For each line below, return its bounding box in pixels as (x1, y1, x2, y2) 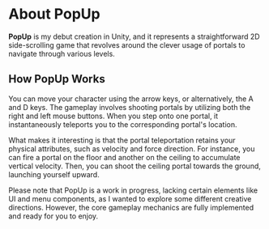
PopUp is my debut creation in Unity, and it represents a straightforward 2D (8, 32, 261, 41)
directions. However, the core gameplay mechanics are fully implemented (8, 202, 254, 212)
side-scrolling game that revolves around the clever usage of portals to (8, 40, 246, 49)
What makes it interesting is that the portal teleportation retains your (8, 135, 237, 145)
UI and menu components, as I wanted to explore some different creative (8, 193, 252, 203)
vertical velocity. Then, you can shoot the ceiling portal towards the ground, (8, 161, 262, 171)
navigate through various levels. (8, 49, 115, 58)
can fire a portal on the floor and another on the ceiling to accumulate (8, 152, 241, 162)
